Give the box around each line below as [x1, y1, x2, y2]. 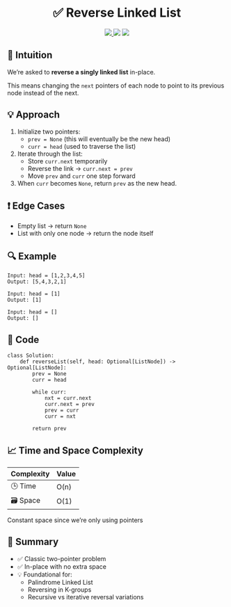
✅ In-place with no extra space [17, 562, 106, 571]
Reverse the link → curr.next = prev [27, 164, 134, 172]
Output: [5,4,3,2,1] [7, 278, 67, 286]
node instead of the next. [7, 88, 79, 97]
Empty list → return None [17, 222, 87, 230]
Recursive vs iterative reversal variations [27, 592, 144, 601]
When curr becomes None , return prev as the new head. [17, 179, 177, 187]
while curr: [32, 389, 67, 396]
